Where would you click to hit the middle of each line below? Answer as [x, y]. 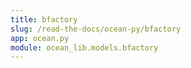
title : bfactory [44, 19]
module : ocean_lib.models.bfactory [84, 47]
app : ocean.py [40, 38]
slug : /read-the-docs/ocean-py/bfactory [96, 29]
